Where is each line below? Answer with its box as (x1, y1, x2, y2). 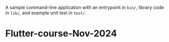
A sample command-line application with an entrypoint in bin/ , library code (5, 5, 164, 10)
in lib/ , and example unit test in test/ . (5, 10, 87, 16)
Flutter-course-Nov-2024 (5, 28, 117, 39)
